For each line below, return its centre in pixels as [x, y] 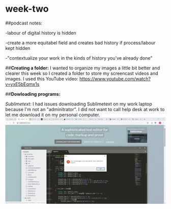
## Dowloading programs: [33, 94]
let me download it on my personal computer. [53, 115]
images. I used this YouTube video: [42, 79]
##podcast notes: [24, 23]
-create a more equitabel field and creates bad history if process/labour [80, 43]
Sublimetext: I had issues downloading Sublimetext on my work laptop [79, 104]
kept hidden [18, 48]
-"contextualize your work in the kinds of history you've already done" [79, 58]
